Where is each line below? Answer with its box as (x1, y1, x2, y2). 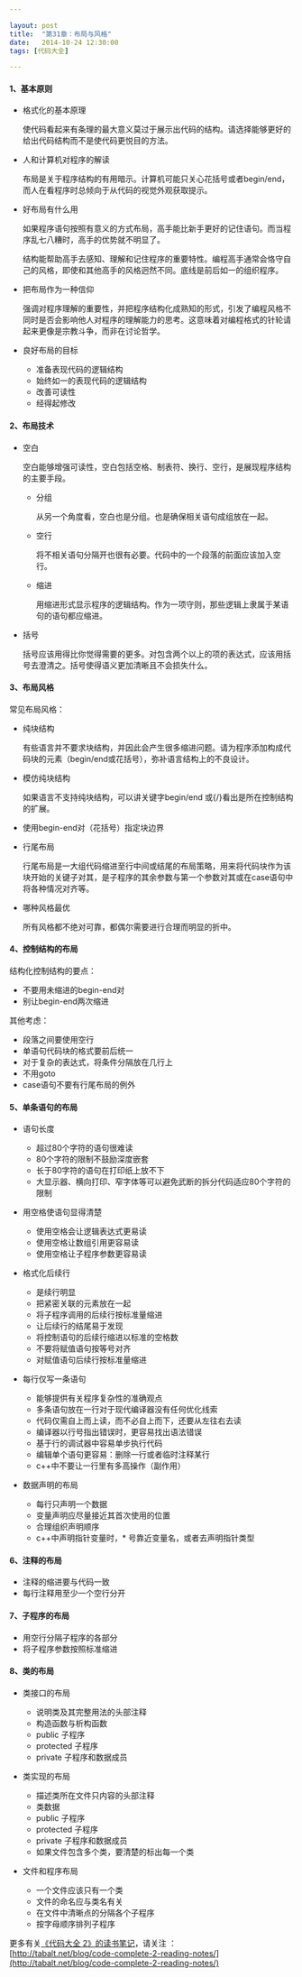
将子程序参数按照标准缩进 (22, 1643, 118, 1654)
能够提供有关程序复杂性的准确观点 (35, 1393, 163, 1403)
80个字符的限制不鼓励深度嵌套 (35, 1154, 150, 1164)
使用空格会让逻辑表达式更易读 (35, 1226, 147, 1237)
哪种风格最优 (22, 902, 70, 913)
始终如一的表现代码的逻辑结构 (35, 375, 147, 386)
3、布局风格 (9, 682, 55, 693)
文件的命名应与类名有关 (35, 1896, 124, 1907)
